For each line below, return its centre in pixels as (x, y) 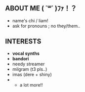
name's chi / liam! (30, 20)
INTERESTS (23, 41)
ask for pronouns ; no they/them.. (46, 26)
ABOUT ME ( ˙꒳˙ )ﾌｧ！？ (41, 8)
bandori (21, 58)
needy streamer (28, 64)
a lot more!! (31, 85)
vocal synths (26, 53)
